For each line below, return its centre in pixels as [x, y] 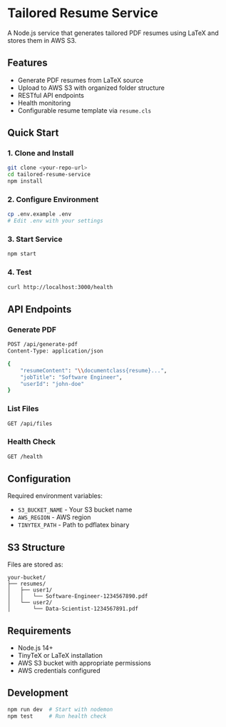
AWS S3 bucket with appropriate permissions [84, 663]
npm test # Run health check [57, 716]
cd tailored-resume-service [49, 175]
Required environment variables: [55, 496]
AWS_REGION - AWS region [54, 517]
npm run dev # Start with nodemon [60, 709]
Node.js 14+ [35, 648]
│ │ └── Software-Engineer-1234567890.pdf [78, 596]
